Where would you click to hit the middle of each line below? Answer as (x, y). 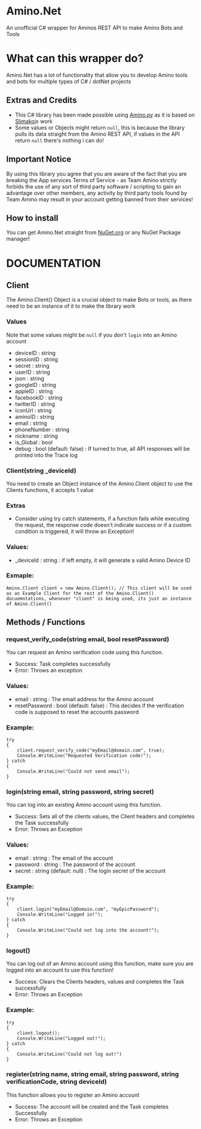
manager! (18, 239)
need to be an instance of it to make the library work (71, 306)
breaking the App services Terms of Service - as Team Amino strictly (91, 180)
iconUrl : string (33, 410)
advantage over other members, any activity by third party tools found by (97, 193)
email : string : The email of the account (64, 858)
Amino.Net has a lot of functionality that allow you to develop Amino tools (97, 75)
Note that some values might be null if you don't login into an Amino (91, 335)
